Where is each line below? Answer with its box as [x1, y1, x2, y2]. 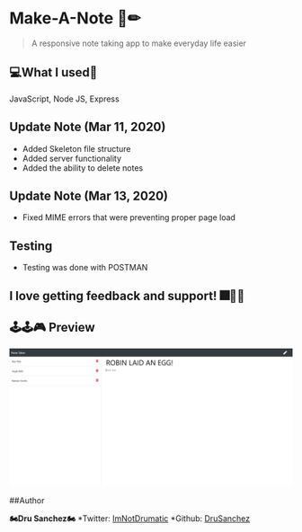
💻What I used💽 [9, 65, 98, 80]
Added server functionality [22, 153, 122, 164]
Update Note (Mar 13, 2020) [9, 188, 169, 203]
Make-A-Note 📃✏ [9, 8, 141, 29]
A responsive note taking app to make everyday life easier [31, 38, 247, 49]
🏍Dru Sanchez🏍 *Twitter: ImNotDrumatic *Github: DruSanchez [9, 513, 250, 524]
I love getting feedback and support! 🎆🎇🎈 [9, 288, 245, 304]
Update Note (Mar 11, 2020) [9, 120, 166, 135]
